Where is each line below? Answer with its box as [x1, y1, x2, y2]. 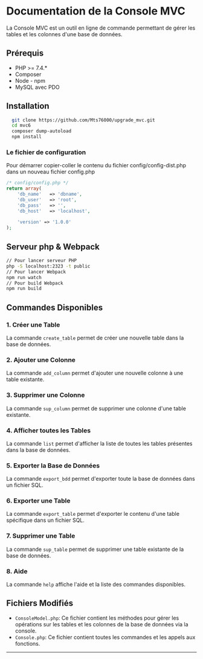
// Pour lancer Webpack [6, 269, 66, 275]
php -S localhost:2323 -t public [6, 263, 91, 269]
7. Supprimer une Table [6, 532, 76, 540]
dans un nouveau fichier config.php [6, 168, 95, 176]
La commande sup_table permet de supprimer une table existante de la [6, 545, 184, 553]
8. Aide [6, 567, 28, 575]
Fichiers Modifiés [6, 598, 74, 608]
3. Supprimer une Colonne [6, 391, 85, 399]
